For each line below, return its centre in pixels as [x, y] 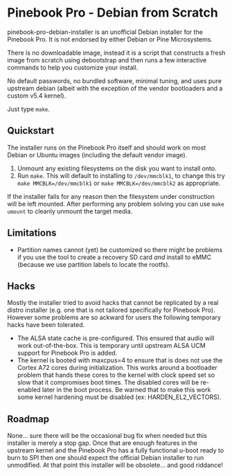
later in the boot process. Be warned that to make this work [126, 390]
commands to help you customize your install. [73, 67]
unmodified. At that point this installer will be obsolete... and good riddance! [115, 465]
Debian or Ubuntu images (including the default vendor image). [97, 155]
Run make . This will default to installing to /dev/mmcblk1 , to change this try [121, 175]
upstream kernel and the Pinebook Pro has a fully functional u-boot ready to [116, 450]
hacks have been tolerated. [46, 325]
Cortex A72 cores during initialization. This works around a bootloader [117, 368]
